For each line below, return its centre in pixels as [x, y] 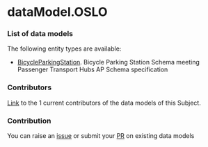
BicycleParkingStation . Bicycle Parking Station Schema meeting [109, 62]
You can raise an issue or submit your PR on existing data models [101, 136]
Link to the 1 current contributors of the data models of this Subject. [104, 103]
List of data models [40, 34]
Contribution [29, 121]
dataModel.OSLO [57, 12]
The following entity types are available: [64, 49]
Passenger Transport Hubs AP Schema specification [93, 69]
